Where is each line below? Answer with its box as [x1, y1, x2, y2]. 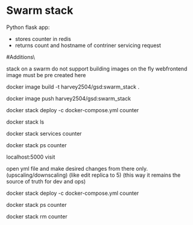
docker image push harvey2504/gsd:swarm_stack [6, 95, 131, 102]
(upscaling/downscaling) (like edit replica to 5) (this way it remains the [6, 171, 181, 179]
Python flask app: [6, 24, 50, 31]
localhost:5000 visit [6, 153, 55, 160]
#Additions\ [6, 53, 35, 60]
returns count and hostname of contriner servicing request [14, 42, 162, 49]
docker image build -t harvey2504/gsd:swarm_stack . [6, 83, 140, 90]
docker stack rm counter [6, 212, 68, 220]
